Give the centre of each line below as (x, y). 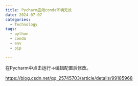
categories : (18, 19)
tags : (11, 29)
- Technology (24, 24)
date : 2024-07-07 (24, 15)
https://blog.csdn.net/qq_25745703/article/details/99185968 (69, 78)
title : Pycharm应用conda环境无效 (39, 10)
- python (19, 34)
